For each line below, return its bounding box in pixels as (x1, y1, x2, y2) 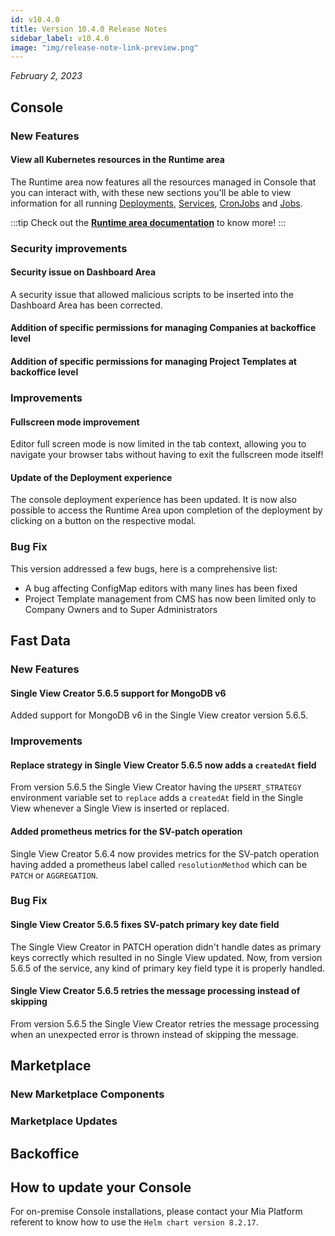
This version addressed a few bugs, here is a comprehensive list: (10, 562, 278, 575)
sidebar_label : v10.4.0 (10, 33, 110, 43)
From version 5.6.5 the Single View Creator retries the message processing (10, 1017, 320, 1030)
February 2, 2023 (10, 70, 83, 82)
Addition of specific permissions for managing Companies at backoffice (10, 322, 317, 334)
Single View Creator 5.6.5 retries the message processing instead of (10, 985, 301, 997)
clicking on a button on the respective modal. (10, 515, 197, 527)
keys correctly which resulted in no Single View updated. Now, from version (10, 951, 323, 963)
